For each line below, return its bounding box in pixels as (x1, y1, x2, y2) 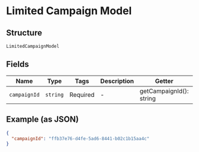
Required (69, 90, 95, 99)
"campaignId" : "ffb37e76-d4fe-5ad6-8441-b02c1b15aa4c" (11, 135, 150, 141)
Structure (6, 28, 43, 38)
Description (100, 77, 134, 85)
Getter (155, 77, 174, 85)
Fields (6, 59, 30, 69)
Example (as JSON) (6, 114, 79, 125)
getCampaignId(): (139, 87, 189, 95)
